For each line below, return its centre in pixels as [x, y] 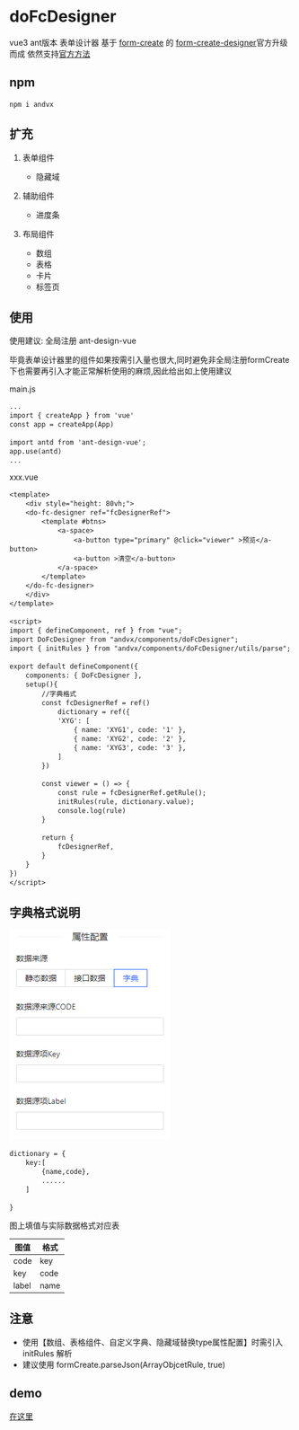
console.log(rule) [92, 811]
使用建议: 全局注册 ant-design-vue [73, 341]
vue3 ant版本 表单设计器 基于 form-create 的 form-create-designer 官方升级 [149, 42]
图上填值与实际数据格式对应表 [64, 1226]
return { [58, 838]
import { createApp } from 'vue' [72, 416]
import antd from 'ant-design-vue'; [78, 443]
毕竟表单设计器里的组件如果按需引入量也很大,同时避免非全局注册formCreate [149, 360]
